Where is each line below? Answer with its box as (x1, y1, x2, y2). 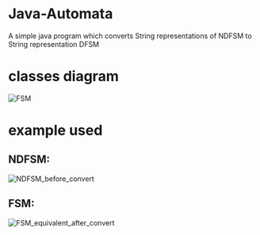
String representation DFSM (8, 39, 100, 48)
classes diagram (8, 67, 119, 86)
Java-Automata (8, 5, 113, 23)
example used (8, 121, 103, 140)
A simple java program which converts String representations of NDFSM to (8, 31, 252, 40)
